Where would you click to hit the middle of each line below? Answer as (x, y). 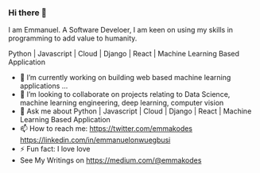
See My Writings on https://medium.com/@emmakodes (111, 160)
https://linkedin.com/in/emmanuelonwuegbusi (95, 140)
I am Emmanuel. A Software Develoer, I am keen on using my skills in (120, 30)
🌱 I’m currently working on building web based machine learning (125, 78)
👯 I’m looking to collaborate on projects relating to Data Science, (125, 94)
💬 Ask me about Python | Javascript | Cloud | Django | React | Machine (136, 111)
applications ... (44, 86)
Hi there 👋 (28, 13)
